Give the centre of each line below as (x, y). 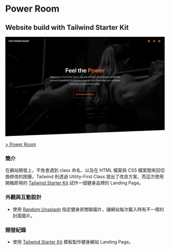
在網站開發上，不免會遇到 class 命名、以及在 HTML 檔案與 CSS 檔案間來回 (83, 170)
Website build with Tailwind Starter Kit (67, 28)
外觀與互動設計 (24, 197)
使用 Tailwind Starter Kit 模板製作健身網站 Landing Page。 (73, 242)
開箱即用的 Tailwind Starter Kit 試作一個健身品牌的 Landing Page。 (74, 183)
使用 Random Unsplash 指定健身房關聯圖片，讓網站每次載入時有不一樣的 (88, 209)
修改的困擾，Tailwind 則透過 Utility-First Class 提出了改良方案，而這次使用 (87, 177)
